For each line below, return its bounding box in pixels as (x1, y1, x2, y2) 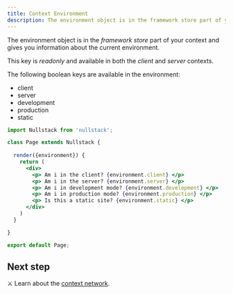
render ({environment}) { (13, 152, 85, 159)
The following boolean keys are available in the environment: (7, 70, 180, 79)
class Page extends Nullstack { (7, 139, 101, 146)
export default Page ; (7, 241, 70, 249)
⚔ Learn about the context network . (7, 279, 110, 288)
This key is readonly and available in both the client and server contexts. (7, 56, 214, 65)
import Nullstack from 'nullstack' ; (7, 126, 113, 133)
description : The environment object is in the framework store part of (7, 17, 222, 24)
